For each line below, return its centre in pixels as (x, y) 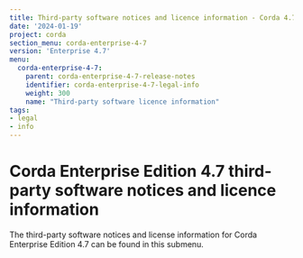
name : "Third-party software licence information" (123, 101)
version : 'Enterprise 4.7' (60, 51)
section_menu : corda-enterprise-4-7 (78, 43)
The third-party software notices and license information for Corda (133, 235)
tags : (19, 110)
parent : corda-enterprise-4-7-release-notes (110, 77)
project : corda (38, 34)
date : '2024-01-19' (46, 26)
